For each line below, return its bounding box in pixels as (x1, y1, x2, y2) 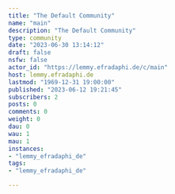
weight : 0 (8, 115, 41, 123)
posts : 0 (8, 100, 37, 108)
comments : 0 (8, 108, 48, 116)
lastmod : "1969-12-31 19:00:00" (8, 78, 115, 86)
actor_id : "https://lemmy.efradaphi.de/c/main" (8, 64, 169, 72)
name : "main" (8, 19, 51, 27)
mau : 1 (8, 137, 30, 145)
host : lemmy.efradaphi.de (8, 71, 93, 79)
